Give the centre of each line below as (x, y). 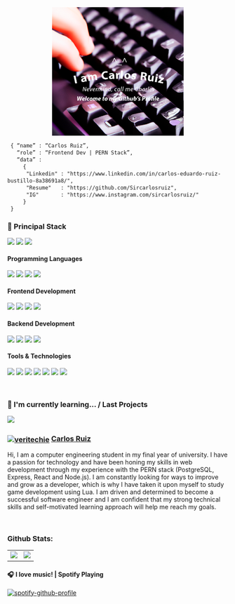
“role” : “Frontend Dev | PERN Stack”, (75, 153)
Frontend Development (41, 291)
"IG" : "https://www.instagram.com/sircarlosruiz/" (112, 195)
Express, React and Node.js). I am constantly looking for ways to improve (113, 477)
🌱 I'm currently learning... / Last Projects (78, 404)
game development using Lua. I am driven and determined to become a (110, 492)
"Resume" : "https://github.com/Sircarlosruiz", (101, 188)
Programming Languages (45, 258)
